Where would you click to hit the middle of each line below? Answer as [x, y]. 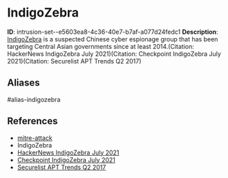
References [32, 121]
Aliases [23, 83]
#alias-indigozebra [34, 99]
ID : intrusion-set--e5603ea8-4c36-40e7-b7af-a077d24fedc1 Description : [113, 32]
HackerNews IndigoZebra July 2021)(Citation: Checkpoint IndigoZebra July [114, 54]
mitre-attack [35, 138]
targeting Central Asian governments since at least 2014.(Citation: [101, 46]
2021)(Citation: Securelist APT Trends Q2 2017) [74, 61]
